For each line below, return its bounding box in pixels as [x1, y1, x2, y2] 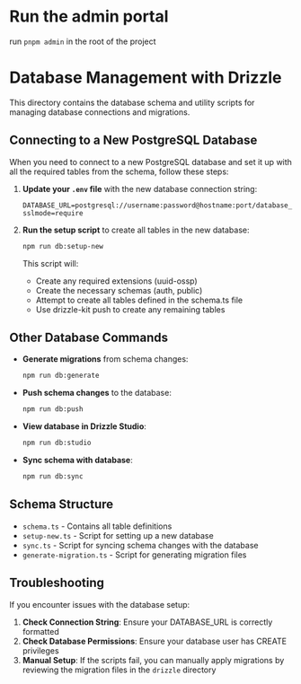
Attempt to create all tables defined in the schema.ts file [35, 294, 243, 305]
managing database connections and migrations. [9, 106, 190, 118]
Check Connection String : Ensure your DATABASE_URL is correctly [22, 617, 273, 627]
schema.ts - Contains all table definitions [22, 521, 173, 531]
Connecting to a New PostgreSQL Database [9, 133, 258, 148]
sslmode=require [22, 208, 84, 217]
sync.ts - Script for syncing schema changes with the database [22, 539, 259, 550]
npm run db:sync [22, 472, 84, 481]
